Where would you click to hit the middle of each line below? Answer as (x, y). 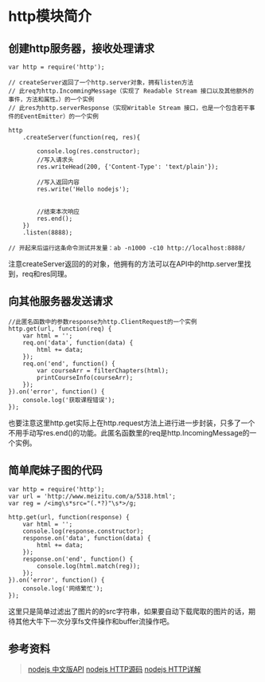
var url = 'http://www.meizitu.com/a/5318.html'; (92, 496)
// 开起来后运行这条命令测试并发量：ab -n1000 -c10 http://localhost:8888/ (127, 248)
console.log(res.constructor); (89, 152)
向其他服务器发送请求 (60, 301)
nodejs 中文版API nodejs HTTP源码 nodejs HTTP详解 (114, 669)
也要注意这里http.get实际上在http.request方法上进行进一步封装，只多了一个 (132, 423)
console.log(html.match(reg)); (89, 566)
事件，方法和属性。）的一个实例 (51, 100)
